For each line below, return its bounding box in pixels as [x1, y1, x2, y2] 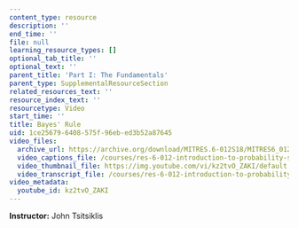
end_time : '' [9, 29, 58, 38]
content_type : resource [9, 12, 98, 22]
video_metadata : [9, 178, 69, 187]
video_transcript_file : [17, 169, 105, 178]
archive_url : [17, 145, 66, 153]
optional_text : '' [9, 63, 77, 72]
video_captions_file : [17, 153, 98, 162]
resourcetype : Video [9, 104, 86, 113]
